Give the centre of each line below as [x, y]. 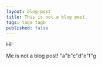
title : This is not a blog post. [47, 17]
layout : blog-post [28, 11]
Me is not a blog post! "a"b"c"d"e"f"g [51, 56]
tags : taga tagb [26, 22]
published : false [27, 28]
